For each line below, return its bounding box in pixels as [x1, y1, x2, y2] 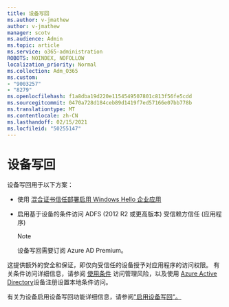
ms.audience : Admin [7, 36, 63, 43]
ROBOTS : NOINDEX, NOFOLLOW [7, 55, 85, 62]
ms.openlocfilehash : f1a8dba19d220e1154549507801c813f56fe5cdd [7, 93, 193, 100]
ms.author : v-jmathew [7, 16, 69, 23]
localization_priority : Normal [7, 61, 97, 68]
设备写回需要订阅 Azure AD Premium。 [17, 247, 127, 255]
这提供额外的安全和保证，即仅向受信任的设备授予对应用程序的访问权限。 [7, 261, 212, 269]
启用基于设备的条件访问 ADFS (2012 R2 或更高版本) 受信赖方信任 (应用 [17, 210, 216, 218]
